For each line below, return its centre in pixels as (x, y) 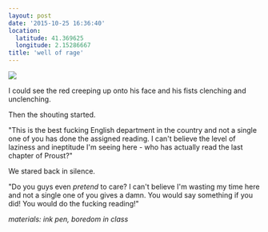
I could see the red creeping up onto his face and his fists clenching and (127, 90)
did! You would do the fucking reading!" (74, 204)
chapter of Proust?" (41, 156)
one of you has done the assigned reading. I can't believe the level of (122, 138)
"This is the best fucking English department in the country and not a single (133, 130)
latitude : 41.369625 (50, 38)
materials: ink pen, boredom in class (68, 219)
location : (25, 30)
